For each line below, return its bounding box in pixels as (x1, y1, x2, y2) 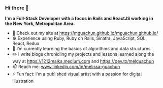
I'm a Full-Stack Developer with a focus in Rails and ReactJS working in (5, 16, 154, 22)
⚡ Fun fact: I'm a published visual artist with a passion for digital (12, 71, 142, 77)
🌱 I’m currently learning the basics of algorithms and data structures (12, 46, 151, 52)
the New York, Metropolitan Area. (5, 21, 75, 26)
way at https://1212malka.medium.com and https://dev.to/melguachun (12, 58, 154, 64)
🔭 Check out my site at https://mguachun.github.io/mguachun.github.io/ (12, 30, 159, 36)
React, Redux (12, 41, 39, 46)
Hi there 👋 (5, 4, 30, 11)
